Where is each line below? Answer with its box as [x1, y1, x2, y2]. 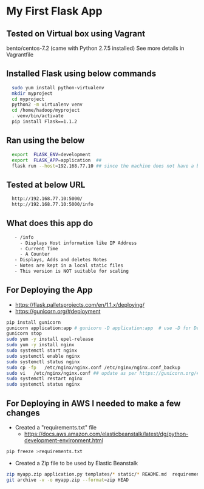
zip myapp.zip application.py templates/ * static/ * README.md [6, 471, 167, 477]
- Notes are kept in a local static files [14, 262, 123, 268]
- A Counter [19, 251, 50, 258]
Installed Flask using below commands [6, 69, 157, 79]
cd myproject [12, 96, 45, 102]
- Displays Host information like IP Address [19, 240, 137, 246]
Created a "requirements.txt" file [15, 424, 97, 431]
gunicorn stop [6, 330, 42, 337]
